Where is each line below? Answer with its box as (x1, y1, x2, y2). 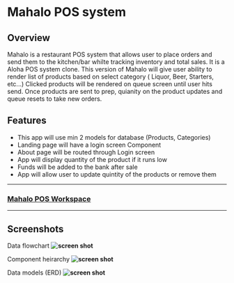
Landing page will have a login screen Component (17, 140, 162, 149)
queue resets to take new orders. (7, 95, 102, 103)
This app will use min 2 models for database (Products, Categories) (17, 133, 211, 141)
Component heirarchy (7, 254, 70, 263)
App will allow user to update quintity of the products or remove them (17, 170, 217, 178)
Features (7, 115, 47, 127)
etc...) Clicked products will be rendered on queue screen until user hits (7, 80, 212, 88)
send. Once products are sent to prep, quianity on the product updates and (7, 88, 223, 95)
